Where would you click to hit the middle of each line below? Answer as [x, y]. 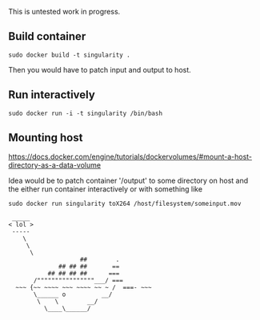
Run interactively [52, 95]
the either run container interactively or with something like [105, 189]
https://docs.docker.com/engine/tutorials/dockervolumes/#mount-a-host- [130, 157]
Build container [47, 36]
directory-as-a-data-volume [55, 165]
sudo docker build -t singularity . [69, 55]
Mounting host [46, 138]
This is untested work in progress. [64, 12]
